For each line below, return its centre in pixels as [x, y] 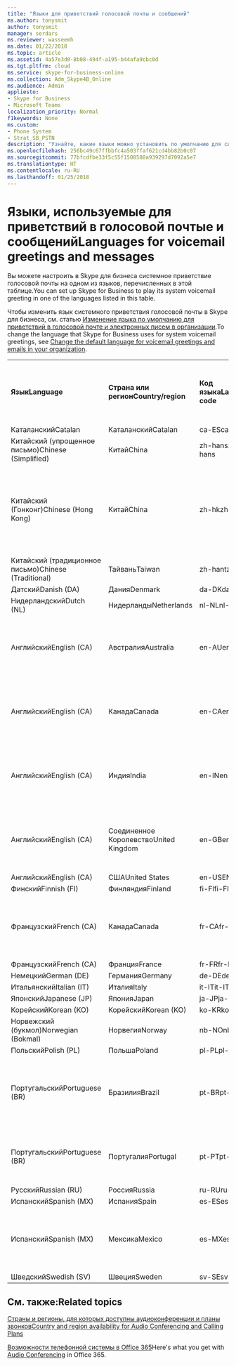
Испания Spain [132, 1202]
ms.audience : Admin [36, 86]
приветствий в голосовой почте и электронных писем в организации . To [116, 327]
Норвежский [33, 1021]
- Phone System [29, 131]
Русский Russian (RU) [47, 1190]
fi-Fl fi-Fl [214, 889]
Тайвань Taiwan [134, 570]
